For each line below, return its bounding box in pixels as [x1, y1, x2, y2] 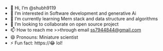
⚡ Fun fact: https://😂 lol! [10, 40, 63, 46]
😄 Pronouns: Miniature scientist [10, 34, 78, 40]
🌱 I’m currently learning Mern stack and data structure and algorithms [10, 16, 158, 21]
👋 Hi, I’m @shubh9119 [10, 5, 57, 11]
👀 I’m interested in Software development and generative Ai [10, 10, 136, 16]
